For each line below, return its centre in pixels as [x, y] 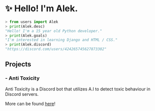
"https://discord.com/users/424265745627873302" [56, 49]
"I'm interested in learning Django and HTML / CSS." [62, 40]
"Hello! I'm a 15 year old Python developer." [54, 31]
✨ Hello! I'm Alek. [42, 9]
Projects [18, 64]
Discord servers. [22, 94]
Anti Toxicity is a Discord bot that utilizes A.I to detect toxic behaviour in [78, 89]
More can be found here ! [30, 104]
